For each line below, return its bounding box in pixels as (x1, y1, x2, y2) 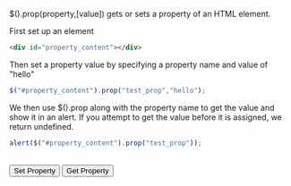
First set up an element (9, 26, 94, 36)
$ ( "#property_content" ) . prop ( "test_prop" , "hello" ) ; (9, 86, 206, 95)
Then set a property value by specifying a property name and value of (9, 59, 269, 70)
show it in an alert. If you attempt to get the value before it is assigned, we (9, 112, 282, 123)
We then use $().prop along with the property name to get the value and (9, 102, 275, 113)
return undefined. (9, 121, 74, 131)
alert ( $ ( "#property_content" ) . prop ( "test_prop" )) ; (9, 139, 202, 148)
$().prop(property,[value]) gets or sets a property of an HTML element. (9, 9, 271, 19)
